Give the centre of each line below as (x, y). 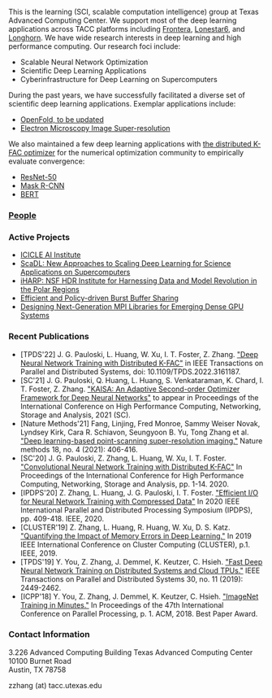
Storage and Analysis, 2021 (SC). (76, 415)
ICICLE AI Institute (50, 255)
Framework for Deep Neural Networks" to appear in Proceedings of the (139, 397)
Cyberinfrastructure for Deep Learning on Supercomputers (119, 79)
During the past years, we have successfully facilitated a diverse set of (127, 95)
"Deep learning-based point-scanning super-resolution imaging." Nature (141, 441)
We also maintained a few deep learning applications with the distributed (130, 144)
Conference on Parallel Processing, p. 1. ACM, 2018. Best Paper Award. (139, 613)
